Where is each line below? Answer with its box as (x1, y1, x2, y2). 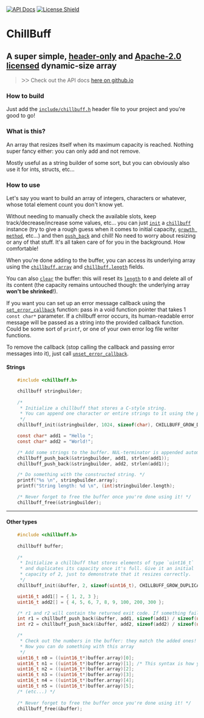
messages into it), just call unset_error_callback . (6, 349, 129, 357)
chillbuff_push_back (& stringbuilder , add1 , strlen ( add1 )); (17, 455, 170, 461)
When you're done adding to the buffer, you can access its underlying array (6, 257, 195, 264)
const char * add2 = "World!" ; (17, 438, 94, 445)
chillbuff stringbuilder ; (17, 388, 83, 394)
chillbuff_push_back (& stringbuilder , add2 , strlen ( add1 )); (17, 461, 170, 467)
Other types (6, 518, 38, 526)
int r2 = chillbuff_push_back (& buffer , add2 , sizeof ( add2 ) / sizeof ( (17, 622, 197, 628)
